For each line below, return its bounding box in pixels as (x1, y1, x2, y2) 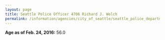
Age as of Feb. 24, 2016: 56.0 (5, 30, 66, 36)
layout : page (5, 7, 32, 12)
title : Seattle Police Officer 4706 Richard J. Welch (5, 12, 118, 17)
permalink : (5, 16, 27, 21)
